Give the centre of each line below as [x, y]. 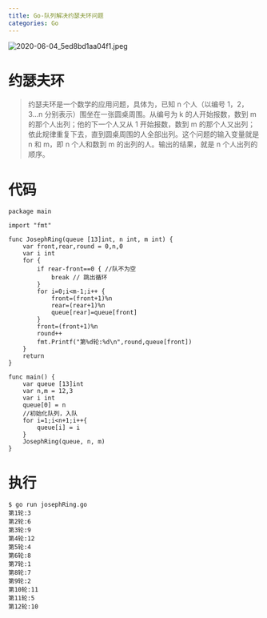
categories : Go [34, 23]
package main [30, 212]
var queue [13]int [53, 384]
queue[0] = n [44, 405]
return [34, 356]
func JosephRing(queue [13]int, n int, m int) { [91, 240]
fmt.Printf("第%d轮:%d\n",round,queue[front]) [115, 342]
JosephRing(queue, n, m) [64, 442]
